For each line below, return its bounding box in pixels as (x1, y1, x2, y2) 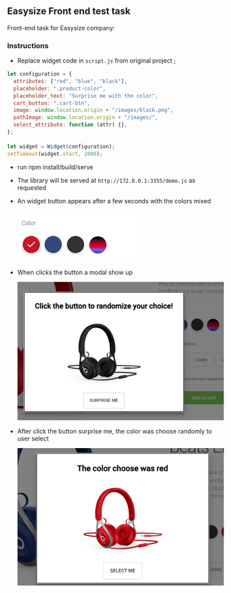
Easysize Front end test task (7, 5, 131, 17)
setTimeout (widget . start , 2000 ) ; (7, 150, 103, 157)
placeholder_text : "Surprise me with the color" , (13, 92, 158, 99)
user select (16, 434, 49, 443)
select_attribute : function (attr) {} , (13, 122, 128, 128)
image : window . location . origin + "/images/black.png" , (13, 107, 174, 114)
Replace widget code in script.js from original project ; (16, 56, 177, 65)
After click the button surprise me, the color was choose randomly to (16, 427, 212, 435)
